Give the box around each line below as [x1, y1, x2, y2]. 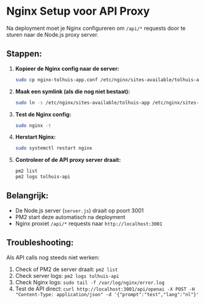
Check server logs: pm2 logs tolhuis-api [15, 272, 120, 279]
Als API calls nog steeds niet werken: [6, 253, 100, 261]
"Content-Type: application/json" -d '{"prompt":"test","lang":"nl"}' [15, 291, 199, 297]
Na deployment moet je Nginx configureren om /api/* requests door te [6, 24, 186, 32]
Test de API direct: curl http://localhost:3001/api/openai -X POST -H [15, 285, 195, 292]
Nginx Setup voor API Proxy [6, 4, 150, 18]
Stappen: [6, 49, 42, 59]
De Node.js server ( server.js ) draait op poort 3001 [15, 206, 144, 214]
